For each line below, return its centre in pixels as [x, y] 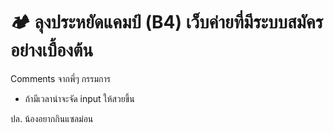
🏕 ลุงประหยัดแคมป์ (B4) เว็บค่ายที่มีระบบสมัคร [167, 22]
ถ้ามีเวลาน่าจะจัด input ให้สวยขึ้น [79, 98]
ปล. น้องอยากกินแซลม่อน [52, 118]
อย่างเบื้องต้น [52, 50]
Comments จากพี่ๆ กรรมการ [60, 78]
